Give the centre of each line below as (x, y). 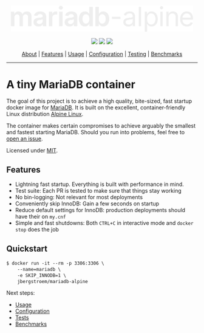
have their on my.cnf (40, 217)
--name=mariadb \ (39, 269)
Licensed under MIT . (32, 151)
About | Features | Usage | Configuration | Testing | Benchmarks (102, 54)
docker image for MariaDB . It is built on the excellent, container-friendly (96, 108)
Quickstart (27, 249)
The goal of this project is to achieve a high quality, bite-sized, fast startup (99, 101)
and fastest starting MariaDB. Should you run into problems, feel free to (96, 132)
